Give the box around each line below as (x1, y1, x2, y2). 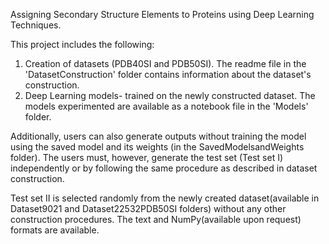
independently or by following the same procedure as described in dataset (10, 162, 318, 174)
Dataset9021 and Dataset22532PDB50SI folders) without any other (10, 203, 287, 214)
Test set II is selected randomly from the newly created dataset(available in (10, 192, 320, 204)
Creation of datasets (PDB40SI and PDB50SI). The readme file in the (24, 58, 307, 69)
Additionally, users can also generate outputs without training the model (10, 130, 307, 142)
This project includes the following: (10, 39, 155, 50)
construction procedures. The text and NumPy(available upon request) (10, 214, 302, 225)
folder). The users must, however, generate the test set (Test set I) (10, 152, 284, 163)
